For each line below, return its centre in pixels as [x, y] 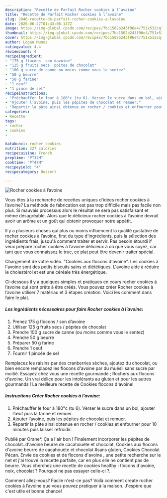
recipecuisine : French [29, 153]
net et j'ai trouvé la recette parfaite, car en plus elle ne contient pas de [77, 460]
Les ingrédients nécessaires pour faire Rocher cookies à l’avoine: [74, 309]
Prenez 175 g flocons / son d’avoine [49, 322]
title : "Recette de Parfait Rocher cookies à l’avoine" [64, 14]
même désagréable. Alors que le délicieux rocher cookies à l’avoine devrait [82, 216]
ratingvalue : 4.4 [23, 47]
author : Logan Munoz [27, 42]
